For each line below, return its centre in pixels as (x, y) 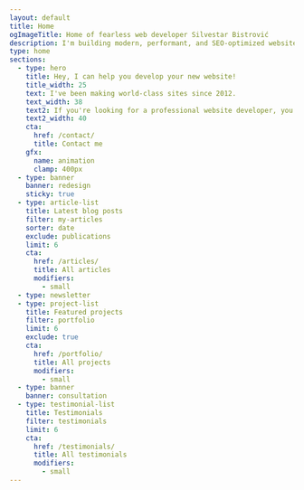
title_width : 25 (57, 85)
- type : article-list (58, 203)
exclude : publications (68, 236)
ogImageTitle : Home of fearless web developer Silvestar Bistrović (139, 34)
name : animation (64, 160)
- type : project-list (58, 304)
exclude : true (52, 337)
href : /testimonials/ (74, 447)
